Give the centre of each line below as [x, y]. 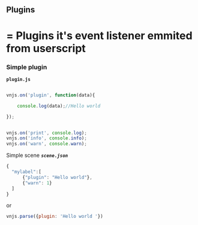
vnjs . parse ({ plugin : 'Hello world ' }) [55, 217]
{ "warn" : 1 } [37, 183]
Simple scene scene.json [37, 156]
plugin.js [19, 79]
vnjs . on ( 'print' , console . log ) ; [46, 133]
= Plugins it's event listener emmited [100, 36]
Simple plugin [27, 67]
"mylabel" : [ [27, 172]
